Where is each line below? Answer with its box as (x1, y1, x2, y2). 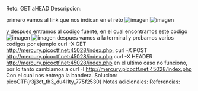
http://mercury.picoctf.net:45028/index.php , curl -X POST (6, 47, 148, 54)
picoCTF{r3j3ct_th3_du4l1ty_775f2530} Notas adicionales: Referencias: (6, 78, 181, 85)
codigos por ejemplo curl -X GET (6, 41, 87, 47)
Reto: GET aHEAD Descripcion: (6, 5, 82, 12)
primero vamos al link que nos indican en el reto (6, 17, 123, 23)
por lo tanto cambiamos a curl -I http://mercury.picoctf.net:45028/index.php (6, 66, 192, 73)
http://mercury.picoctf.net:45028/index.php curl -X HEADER (6, 53, 153, 60)
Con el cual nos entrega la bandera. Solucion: (6, 72, 117, 79)
